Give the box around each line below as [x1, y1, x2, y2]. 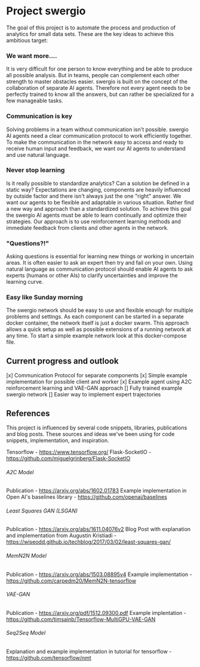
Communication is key [6, 112, 73, 120]
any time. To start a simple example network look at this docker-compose [6, 332, 187, 339]
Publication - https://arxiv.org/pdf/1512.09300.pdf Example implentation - [6, 609, 187, 616]
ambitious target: [6, 37, 48, 44]
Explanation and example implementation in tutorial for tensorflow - [6, 648, 172, 655]
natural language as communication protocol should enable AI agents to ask [6, 265, 193, 273]
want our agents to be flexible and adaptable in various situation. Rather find [6, 199, 194, 206]
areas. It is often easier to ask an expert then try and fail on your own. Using [6, 259, 193, 266]
